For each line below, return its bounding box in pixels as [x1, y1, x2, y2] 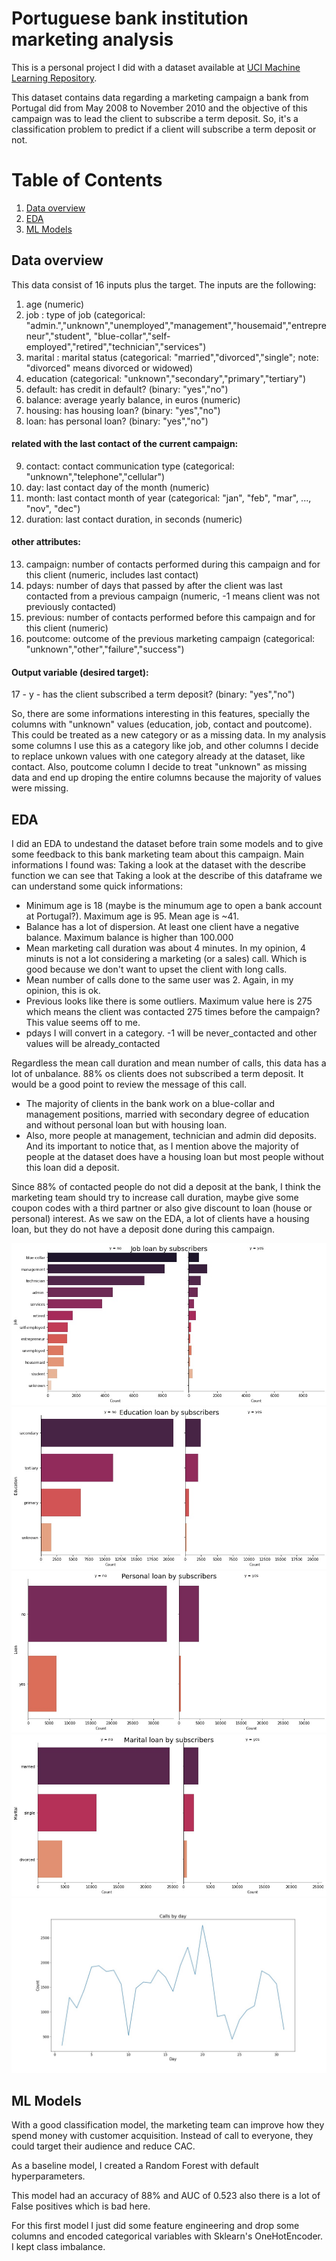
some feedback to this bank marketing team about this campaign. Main [11, 848, 304, 861]
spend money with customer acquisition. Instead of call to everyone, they [11, 2130, 314, 2142]
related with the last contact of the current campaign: [11, 438, 239, 450]
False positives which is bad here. [11, 2200, 151, 2212]
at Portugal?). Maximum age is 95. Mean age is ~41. [25, 910, 240, 922]
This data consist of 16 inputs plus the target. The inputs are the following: [11, 278, 317, 291]
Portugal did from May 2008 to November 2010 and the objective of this [11, 102, 308, 114]
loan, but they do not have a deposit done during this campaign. [11, 1223, 275, 1236]
